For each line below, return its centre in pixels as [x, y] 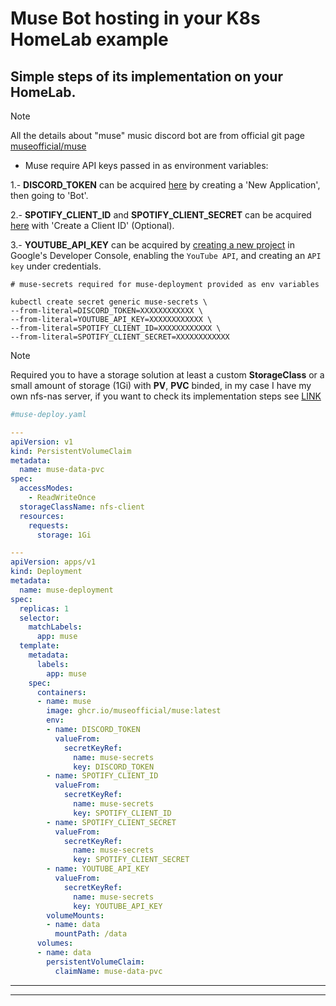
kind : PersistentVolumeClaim [71, 451]
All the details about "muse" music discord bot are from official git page [158, 135]
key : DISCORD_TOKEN [114, 767]
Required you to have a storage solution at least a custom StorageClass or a [167, 375]
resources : [42, 516]
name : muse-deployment [66, 590]
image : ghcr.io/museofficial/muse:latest [134, 711]
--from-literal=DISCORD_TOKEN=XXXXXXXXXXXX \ [106, 311]
